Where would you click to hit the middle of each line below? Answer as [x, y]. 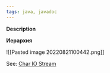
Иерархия [19, 40]
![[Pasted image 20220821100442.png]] [55, 52]
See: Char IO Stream [31, 63]
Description [21, 29]
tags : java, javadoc [32, 12]
